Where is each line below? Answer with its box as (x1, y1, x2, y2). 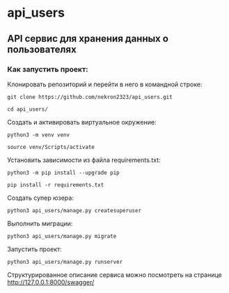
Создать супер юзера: (7, 193, 74, 202)
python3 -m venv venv (7, 131, 70, 138)
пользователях (7, 43, 77, 55)
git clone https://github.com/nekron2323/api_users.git (7, 93, 173, 100)
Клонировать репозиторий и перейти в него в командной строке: (7, 80, 203, 88)
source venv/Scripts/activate (7, 143, 95, 150)
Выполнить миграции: (7, 219, 73, 228)
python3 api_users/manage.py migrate (7, 232, 117, 239)
